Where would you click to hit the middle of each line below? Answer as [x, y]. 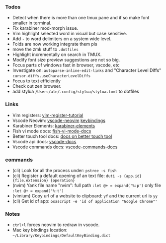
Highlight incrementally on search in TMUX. [57, 55]
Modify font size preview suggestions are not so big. [66, 60]
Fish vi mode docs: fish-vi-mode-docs [52, 131]
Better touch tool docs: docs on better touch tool [62, 136]
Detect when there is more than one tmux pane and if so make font [81, 18]
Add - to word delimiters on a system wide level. [62, 39]
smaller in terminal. [32, 23]
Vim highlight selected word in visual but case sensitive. [70, 34]
